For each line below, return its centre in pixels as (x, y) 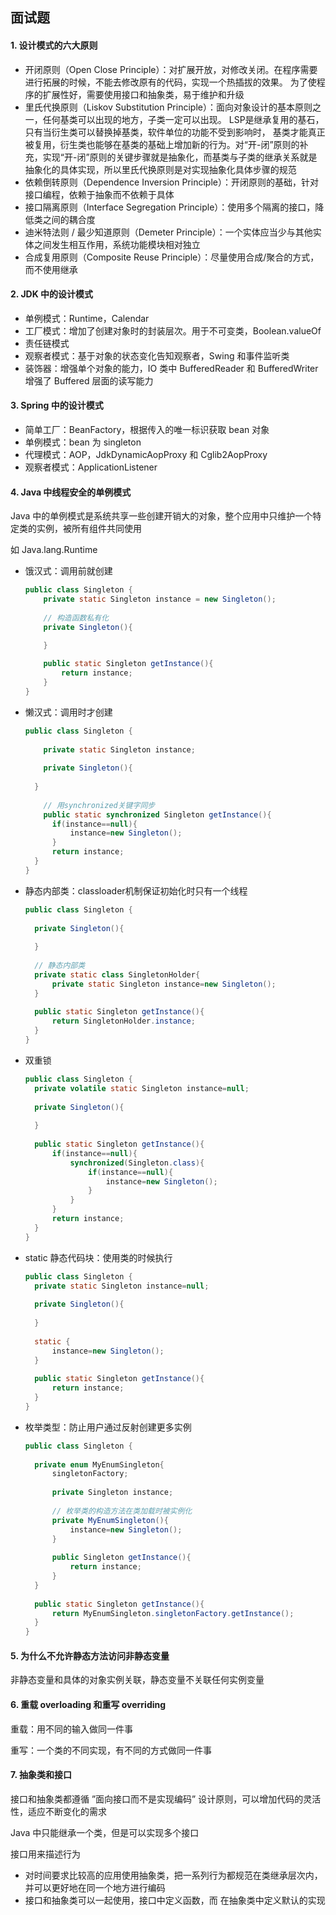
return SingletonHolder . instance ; (123, 1021)
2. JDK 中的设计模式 (52, 294)
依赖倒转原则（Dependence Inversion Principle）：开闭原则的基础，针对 (171, 182)
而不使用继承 (51, 269)
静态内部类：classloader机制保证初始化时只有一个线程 (136, 890)
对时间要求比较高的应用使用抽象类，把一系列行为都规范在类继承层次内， (173, 1875)
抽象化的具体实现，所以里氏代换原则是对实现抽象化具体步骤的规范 (160, 169)
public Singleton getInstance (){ (121, 1558)
